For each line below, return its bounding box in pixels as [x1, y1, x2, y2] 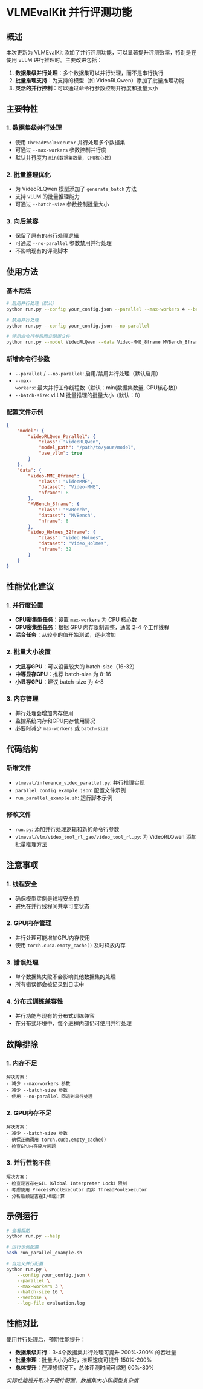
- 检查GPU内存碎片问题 [6, 1143, 56, 1149]
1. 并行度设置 [6, 601, 43, 610]
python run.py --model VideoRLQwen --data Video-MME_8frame [6, 339, 161, 346]
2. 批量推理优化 [6, 170, 51, 179]
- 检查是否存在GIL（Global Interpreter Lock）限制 [6, 1180, 127, 1186]
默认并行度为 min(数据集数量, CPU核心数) [14, 153, 112, 161]
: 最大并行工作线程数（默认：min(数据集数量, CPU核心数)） [34, 383, 181, 391]
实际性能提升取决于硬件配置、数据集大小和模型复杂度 [6, 1376, 139, 1384]
